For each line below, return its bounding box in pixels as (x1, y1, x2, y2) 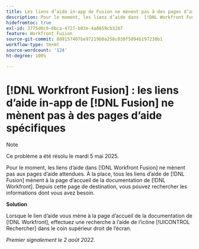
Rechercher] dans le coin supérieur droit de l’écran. (6, 225, 131, 232)
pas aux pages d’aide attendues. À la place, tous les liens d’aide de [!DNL (6, 170, 185, 177)
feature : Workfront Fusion (6, 31, 73, 37)
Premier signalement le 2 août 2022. (6, 236, 95, 243)
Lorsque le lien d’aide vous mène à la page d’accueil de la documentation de (6, 212, 192, 219)
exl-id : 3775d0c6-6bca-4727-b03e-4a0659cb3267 (6, 25, 123, 31)
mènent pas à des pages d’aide (6, 108, 162, 122)
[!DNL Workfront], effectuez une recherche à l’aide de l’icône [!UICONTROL (6, 218, 191, 225)
